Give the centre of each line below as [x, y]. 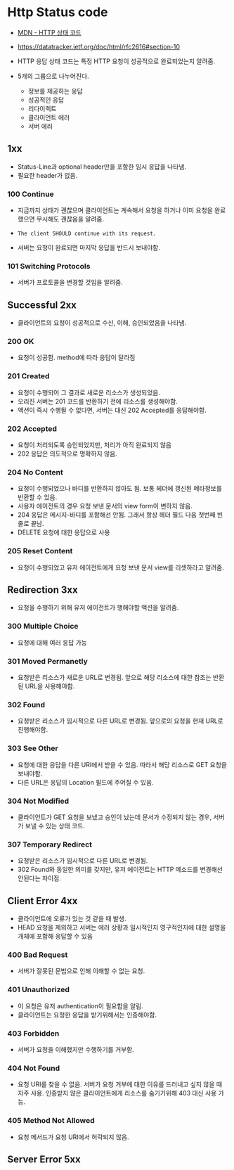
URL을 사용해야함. [50, 686]
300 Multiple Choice [43, 626]
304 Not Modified [38, 801]
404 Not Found [34, 1068]
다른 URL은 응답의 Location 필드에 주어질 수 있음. [85, 782]
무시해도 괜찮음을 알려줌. [70, 219]
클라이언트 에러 [49, 117]
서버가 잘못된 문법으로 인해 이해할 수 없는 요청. [81, 971]
